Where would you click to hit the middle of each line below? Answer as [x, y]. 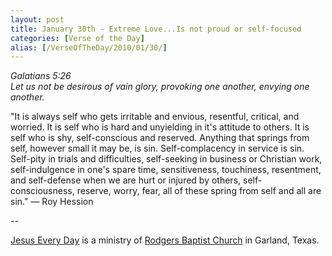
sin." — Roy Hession [52, 202]
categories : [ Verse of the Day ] [77, 38]
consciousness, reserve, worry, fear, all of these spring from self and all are [166, 191]
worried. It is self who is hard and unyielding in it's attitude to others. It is [160, 127]
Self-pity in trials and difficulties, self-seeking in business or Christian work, [166, 159]
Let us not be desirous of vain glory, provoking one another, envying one [160, 87]
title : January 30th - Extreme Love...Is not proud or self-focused [156, 29]
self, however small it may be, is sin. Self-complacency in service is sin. [157, 148]
